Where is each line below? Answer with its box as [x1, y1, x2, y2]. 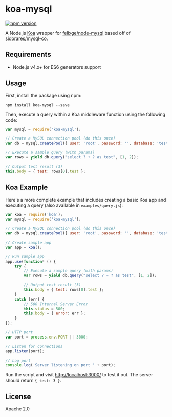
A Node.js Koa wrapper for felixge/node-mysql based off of [5, 30, 131, 36]
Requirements [5, 50, 51, 59]
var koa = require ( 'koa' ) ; [5, 212, 63, 217]
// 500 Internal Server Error [24, 301, 88, 307]
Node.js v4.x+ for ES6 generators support [12, 64, 101, 70]
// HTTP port [5, 330, 33, 335]
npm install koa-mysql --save [5, 102, 70, 108]
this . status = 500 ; [24, 306, 66, 311]
